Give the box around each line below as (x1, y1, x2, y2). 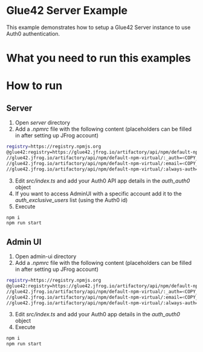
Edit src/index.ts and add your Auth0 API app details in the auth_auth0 (14, 177, 190, 184)
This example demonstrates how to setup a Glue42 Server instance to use (6, 24, 191, 31)
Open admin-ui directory (14, 253, 77, 260)
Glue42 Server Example (6, 4, 128, 18)
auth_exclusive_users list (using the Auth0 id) (14, 196, 128, 203)
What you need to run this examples (6, 51, 192, 65)
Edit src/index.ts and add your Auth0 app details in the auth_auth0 (14, 311, 180, 318)
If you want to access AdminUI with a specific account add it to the (14, 190, 182, 197)
